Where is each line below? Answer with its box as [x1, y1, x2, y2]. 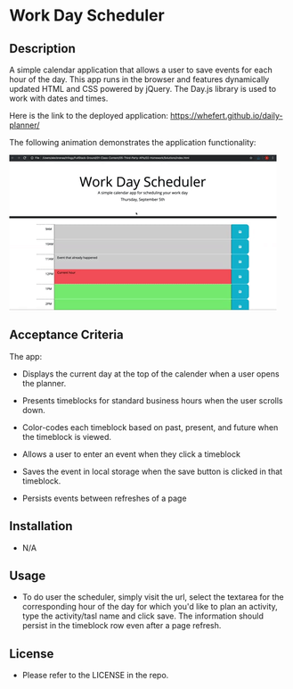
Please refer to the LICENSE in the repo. [21, 670, 169, 681]
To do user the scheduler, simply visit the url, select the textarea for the [21, 592, 284, 602]
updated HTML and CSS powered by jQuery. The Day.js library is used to [9, 84, 277, 94]
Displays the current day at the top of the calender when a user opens [21, 368, 280, 379]
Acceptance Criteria [9, 328, 124, 343]
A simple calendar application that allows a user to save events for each [9, 64, 273, 75]
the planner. [21, 378, 67, 388]
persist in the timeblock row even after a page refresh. [21, 620, 222, 631]
